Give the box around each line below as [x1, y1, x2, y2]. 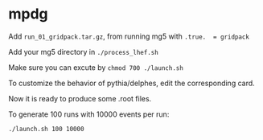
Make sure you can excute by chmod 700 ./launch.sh [8, 62, 183, 72]
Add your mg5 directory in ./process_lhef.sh [8, 47, 158, 56]
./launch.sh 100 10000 [8, 125, 84, 133]
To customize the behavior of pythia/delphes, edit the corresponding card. [8, 78, 255, 88]
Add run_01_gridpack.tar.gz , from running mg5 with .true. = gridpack [8, 31, 249, 41]
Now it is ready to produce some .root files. [8, 93, 152, 103]
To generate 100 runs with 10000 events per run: [8, 109, 170, 119]
